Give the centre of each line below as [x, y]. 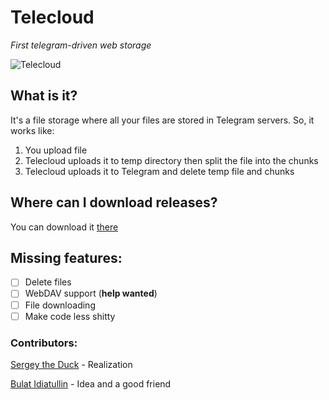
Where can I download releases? [114, 202]
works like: [32, 130]
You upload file [56, 150]
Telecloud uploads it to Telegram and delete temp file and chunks [159, 171]
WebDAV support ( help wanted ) [91, 293]
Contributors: [44, 343]
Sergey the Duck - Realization [71, 364]
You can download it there [64, 227]
